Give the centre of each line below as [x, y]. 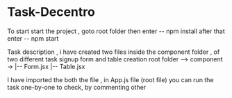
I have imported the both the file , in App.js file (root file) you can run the [110, 79]
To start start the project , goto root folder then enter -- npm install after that [116, 31]
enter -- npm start [33, 38]
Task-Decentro [51, 12]
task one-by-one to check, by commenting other [77, 87]
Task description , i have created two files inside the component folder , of [114, 52]
